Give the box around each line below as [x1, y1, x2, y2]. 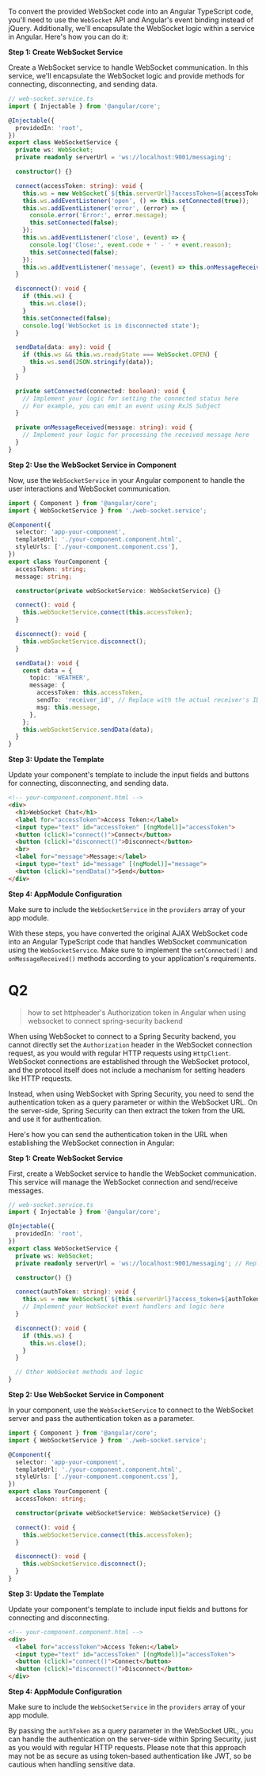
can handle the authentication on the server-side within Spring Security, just [8, 1734, 256, 1744]
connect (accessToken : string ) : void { [15, 182, 144, 190]
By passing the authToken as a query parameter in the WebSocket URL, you [8, 1726, 253, 1736]
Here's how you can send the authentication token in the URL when [8, 1129, 228, 1139]
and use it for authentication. [8, 1114, 102, 1124]
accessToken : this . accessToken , [36, 689, 144, 697]
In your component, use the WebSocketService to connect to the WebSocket [8, 1405, 253, 1415]
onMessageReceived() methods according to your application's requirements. [8, 953, 256, 963]
